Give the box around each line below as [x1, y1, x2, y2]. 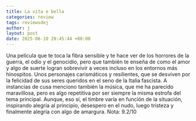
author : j [6, 25, 31, 31]
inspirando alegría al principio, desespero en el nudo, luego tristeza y [6, 102, 174, 109]
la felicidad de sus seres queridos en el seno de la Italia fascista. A [6, 77, 168, 84]
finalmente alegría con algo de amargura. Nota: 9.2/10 [6, 108, 137, 115]
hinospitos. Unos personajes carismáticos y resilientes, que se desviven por [6, 71, 191, 78]
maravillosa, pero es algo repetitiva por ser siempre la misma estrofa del [6, 89, 181, 96]
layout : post [6, 31, 38, 36]
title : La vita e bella [6, 8, 65, 15]
